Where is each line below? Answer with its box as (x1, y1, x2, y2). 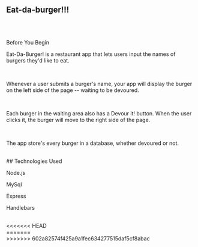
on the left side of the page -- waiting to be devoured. (6, 87, 139, 94)
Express (6, 192, 26, 200)
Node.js (6, 169, 26, 176)
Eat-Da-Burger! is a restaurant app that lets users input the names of (6, 50, 176, 58)
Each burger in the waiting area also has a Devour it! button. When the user (6, 109, 192, 117)
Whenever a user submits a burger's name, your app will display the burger (6, 80, 193, 87)
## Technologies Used (6, 157, 62, 165)
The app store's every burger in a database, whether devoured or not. (6, 139, 179, 147)
